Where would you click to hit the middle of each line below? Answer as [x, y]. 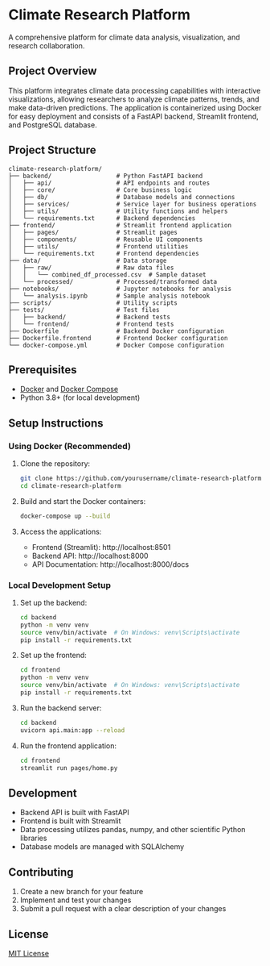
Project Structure [52, 150]
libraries [33, 838]
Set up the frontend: [53, 656]
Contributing [41, 872]
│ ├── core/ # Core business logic [100, 190]
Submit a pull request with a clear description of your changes [123, 909]
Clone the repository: [55, 464]
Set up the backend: [53, 602]
